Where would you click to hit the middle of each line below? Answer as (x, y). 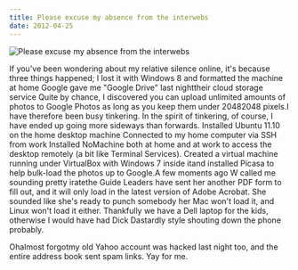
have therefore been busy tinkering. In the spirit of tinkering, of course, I (141, 116)
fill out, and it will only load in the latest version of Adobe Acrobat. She (138, 192)
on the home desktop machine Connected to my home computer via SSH (143, 135)
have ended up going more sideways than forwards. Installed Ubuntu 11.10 (145, 125)
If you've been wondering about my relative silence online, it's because (140, 69)
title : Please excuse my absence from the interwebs (109, 17)
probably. (27, 229)
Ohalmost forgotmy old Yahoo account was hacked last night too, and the (144, 247)
